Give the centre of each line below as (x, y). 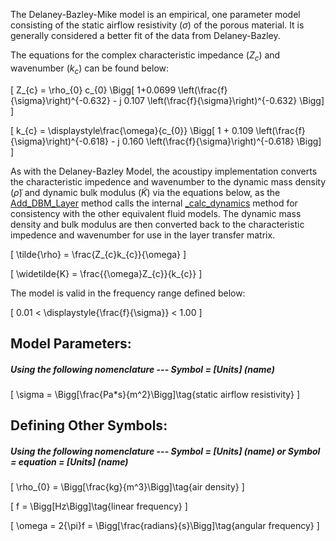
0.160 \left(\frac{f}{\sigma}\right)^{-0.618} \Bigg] (221, 141)
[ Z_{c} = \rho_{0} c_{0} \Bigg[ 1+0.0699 (93, 90)
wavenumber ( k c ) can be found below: (90, 69)
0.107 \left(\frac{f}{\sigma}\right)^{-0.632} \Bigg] (224, 100)
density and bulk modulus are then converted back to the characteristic (157, 224)
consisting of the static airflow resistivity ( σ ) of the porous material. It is (157, 25)
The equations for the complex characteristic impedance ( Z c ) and (145, 56)
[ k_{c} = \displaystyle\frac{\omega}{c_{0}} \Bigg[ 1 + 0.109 (132, 130)
